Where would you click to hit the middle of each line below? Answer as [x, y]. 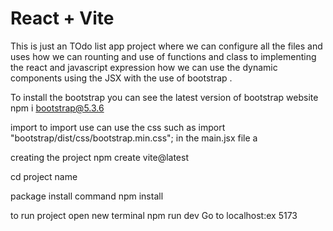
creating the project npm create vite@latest [99, 157]
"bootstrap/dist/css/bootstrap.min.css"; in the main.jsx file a [134, 138]
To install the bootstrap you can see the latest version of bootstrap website [164, 97]
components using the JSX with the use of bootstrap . [121, 78]
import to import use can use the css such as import [118, 127]
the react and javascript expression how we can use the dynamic [144, 67]
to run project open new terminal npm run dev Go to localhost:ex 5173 [154, 215]
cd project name [44, 176]
